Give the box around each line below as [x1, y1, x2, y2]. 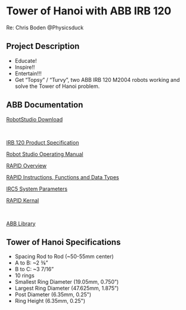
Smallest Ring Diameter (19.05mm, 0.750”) [14, 278, 119, 286]
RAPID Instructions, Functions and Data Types [6, 173, 119, 180]
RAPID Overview [6, 162, 46, 169]
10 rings [14, 272, 35, 279]
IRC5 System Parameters [6, 185, 67, 192]
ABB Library [6, 220, 36, 227]
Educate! [14, 57, 37, 64]
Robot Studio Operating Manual [6, 151, 83, 158]
